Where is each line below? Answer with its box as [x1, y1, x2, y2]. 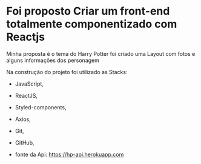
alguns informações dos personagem [6, 56, 100, 64]
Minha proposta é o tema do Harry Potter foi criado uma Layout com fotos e [6, 50, 196, 57]
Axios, [15, 115, 31, 123]
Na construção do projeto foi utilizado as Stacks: [6, 68, 128, 75]
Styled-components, [15, 103, 67, 111]
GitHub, [15, 138, 35, 146]
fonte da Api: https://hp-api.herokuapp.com [15, 151, 124, 158]
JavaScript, [15, 80, 44, 87]
